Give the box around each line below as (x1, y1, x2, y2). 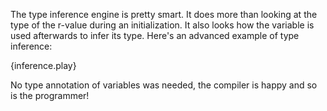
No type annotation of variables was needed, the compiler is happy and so (10, 79, 318, 91)
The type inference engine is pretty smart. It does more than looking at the (10, 9, 318, 20)
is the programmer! (10, 90, 90, 101)
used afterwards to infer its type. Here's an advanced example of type (10, 30, 300, 41)
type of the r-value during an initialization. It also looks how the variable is (10, 19, 315, 31)
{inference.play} (10, 60, 77, 71)
